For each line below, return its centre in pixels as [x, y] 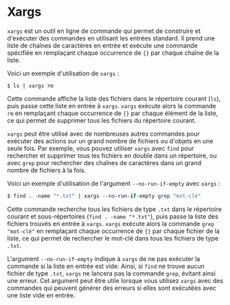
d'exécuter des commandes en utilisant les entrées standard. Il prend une [111, 38]
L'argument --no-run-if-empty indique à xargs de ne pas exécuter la [104, 258]
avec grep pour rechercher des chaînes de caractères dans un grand [104, 162]
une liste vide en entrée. [41, 295]
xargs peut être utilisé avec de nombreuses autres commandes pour [104, 134]
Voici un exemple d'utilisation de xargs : [63, 73]
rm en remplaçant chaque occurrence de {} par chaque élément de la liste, [113, 113]
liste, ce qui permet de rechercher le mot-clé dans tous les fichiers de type [113, 238]
